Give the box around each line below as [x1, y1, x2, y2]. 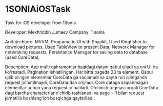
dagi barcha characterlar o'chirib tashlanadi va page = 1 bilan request [5, 90, 144, 96]
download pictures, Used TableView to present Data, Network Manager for [5, 44, 155, 50]
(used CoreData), [5, 54, 40, 60]
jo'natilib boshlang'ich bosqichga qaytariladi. [5, 95, 95, 101]
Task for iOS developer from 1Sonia [5, 20, 76, 26]
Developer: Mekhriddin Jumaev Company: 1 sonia [5, 29, 105, 35]
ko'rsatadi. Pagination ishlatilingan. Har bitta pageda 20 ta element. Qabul [5, 69, 153, 75]
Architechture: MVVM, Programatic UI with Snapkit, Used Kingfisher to [5, 38, 147, 45]
